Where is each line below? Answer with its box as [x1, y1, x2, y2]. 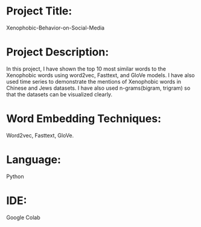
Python [6, 173, 24, 180]
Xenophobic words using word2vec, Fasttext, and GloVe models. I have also [6, 71, 195, 79]
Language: [6, 153, 62, 166]
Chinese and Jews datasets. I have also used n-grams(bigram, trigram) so [6, 84, 191, 92]
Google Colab [6, 214, 40, 221]
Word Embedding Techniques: [6, 112, 162, 126]
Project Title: [6, 4, 72, 18]
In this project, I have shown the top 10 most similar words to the [6, 65, 167, 72]
